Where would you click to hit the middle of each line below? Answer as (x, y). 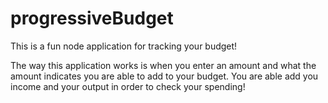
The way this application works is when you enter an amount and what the (163, 65)
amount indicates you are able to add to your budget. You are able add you (164, 76)
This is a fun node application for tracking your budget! (124, 46)
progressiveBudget (92, 18)
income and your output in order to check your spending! (128, 86)
